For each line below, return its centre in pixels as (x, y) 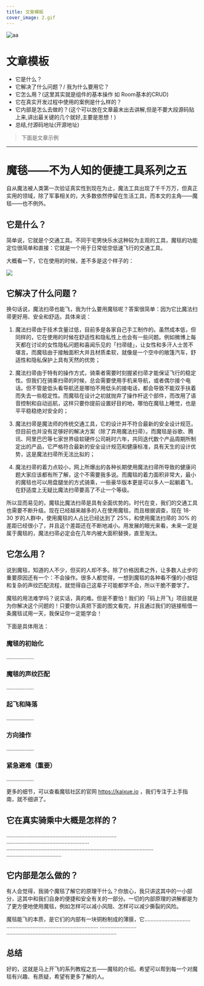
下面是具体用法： (28, 626)
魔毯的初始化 (25, 643)
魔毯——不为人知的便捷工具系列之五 (97, 170)
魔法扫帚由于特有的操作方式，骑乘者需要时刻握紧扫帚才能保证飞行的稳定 (105, 373)
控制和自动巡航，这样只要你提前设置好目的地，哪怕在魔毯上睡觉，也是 (108, 403)
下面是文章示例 (40, 138)
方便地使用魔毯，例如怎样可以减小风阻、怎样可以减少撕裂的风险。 (99, 906)
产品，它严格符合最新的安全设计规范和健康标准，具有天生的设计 (111, 446)
